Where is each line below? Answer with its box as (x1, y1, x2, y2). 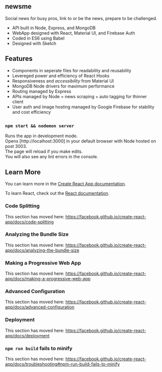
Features (5, 55, 33, 63)
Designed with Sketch (12, 40, 57, 46)
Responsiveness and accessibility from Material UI (12, 78, 114, 83)
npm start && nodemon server (5, 123, 75, 129)
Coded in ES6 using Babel (12, 35, 65, 41)
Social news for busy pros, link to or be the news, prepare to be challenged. (5, 15, 158, 21)
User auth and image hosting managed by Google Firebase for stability (12, 103, 155, 110)
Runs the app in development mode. (5, 133, 78, 139)
